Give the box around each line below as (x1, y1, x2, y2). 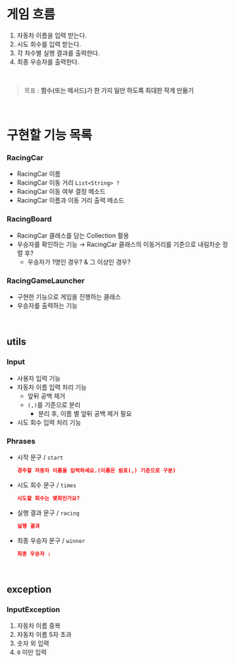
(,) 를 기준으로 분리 (27, 400, 81, 409)
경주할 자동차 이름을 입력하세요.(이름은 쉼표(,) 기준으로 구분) (16, 467, 176, 474)
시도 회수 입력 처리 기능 (16, 418, 82, 427)
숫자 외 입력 (16, 639, 50, 647)
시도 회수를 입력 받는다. (16, 39, 82, 48)
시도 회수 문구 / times (16, 480, 77, 489)
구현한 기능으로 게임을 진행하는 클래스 (16, 293, 121, 301)
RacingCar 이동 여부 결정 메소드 (16, 188, 106, 196)
